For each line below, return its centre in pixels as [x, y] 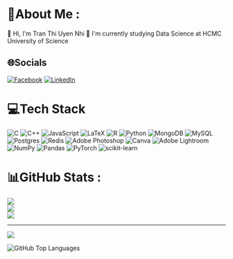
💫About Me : [44, 14]
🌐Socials [27, 63]
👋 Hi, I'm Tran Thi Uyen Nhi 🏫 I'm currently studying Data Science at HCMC [114, 33]
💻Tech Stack [46, 109]
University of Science [38, 40]
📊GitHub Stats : [54, 177]
